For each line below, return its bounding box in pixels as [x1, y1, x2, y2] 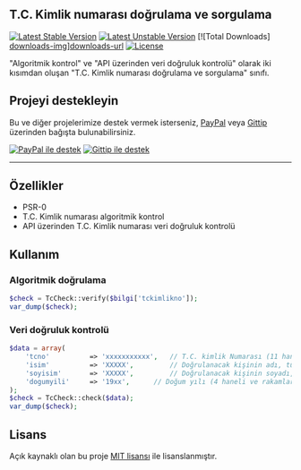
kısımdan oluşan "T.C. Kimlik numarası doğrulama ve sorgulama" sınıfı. [9, 67, 270, 78]
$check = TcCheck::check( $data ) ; [9, 394, 134, 403]
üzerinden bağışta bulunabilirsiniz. [9, 126, 136, 137]
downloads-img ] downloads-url [9, 40, 124, 51]
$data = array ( [9, 344, 66, 353]
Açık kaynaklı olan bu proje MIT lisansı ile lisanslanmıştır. [9, 450, 218, 461]
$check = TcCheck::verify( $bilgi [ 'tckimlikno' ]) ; [9, 295, 199, 303]
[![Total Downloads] [197, 30, 271, 41]
